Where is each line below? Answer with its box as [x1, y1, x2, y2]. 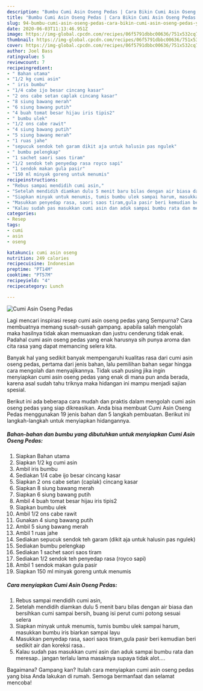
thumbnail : [7, 37, 34, 43]
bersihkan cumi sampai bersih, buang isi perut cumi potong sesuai [15, 610, 181, 617]
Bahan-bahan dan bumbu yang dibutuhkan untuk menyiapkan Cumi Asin [7, 431, 195, 438]
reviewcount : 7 [7, 59, 45, 65]
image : [7, 31, 23, 37]
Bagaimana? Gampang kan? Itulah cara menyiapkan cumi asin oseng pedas [7, 666, 195, 673]
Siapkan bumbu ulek [15, 503, 67, 511]
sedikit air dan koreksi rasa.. [15, 642, 86, 649]
